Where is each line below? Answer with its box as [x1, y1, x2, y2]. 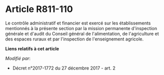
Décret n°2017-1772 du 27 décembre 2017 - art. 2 [12, 65, 116, 71]
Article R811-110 [5, 3, 73, 15]
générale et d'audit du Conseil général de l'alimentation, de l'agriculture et [5, 30, 159, 36]
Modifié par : [5, 55, 31, 61]
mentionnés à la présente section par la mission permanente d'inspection [5, 25, 157, 31]
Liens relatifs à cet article [5, 45, 59, 51]
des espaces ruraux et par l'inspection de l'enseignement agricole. [5, 36, 144, 42]
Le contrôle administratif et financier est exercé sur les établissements [5, 20, 151, 26]
